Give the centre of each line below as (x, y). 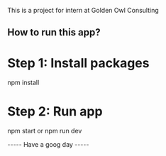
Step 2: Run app (55, 111)
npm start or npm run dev (45, 131)
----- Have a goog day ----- (48, 145)
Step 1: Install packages (78, 63)
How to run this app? (54, 32)
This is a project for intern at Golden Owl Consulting (83, 10)
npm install (23, 83)
